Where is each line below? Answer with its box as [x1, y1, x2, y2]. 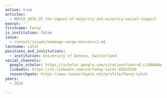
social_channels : [5, 58, 41, 63]
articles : [5, 12, 26, 17]
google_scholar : [9, 62, 43, 67]
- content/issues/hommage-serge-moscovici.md [9, 40, 106, 45]
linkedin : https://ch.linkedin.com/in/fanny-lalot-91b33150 [9, 67, 137, 72]
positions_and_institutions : [5, 49, 66, 53]
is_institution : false [5, 30, 52, 35]
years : [5, 76, 19, 81]
